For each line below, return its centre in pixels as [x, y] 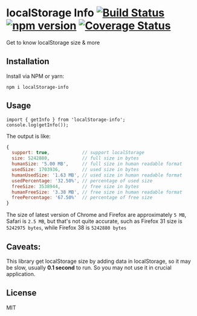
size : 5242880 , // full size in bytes [75, 158]
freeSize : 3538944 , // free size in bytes [75, 186]
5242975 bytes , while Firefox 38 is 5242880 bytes [66, 228]
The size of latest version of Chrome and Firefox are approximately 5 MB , [96, 215]
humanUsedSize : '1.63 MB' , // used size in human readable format [97, 175]
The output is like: [29, 136]
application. [21, 274]
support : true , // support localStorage [78, 153]
